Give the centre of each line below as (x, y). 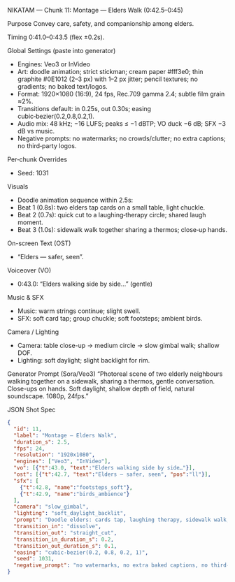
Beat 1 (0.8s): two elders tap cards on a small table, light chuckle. (111, 208)
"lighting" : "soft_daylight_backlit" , (70, 514)
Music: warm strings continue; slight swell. (79, 311)
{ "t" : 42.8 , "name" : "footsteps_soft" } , (76, 487)
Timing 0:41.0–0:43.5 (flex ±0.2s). (56, 37)
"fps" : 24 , (29, 449)
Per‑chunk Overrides (37, 159)
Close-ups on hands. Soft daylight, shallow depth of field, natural (101, 388)
